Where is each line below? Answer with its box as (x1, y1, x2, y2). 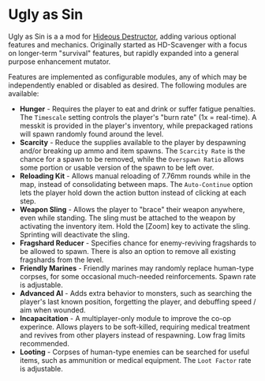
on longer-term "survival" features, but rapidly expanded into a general (8, 48, 239, 58)
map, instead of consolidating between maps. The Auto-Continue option (19, 179, 253, 189)
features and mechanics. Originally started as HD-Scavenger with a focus (8, 39, 248, 49)
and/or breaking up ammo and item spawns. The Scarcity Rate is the (19, 146, 246, 155)
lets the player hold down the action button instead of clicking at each (19, 188, 247, 197)
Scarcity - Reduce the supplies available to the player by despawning (19, 137, 247, 147)
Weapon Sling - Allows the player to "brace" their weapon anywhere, (19, 204, 245, 214)
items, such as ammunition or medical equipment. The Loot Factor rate (19, 355, 252, 364)
